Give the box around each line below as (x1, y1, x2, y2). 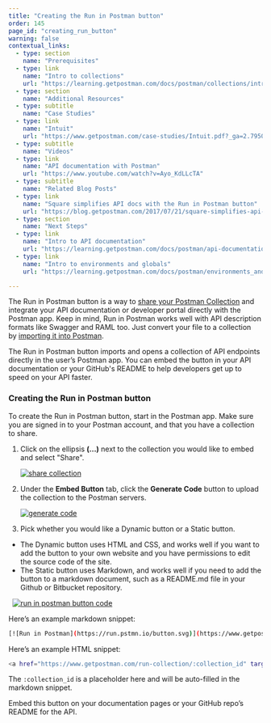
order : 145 (8, 19, 45, 27)
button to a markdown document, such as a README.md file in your (19, 573, 246, 583)
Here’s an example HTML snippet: (8, 644, 121, 653)
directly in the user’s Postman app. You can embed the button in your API (8, 355, 252, 365)
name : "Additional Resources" (23, 95, 125, 103)
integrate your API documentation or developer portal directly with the (8, 305, 241, 315)
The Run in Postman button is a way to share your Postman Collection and (8, 297, 255, 307)
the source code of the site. (19, 556, 112, 566)
